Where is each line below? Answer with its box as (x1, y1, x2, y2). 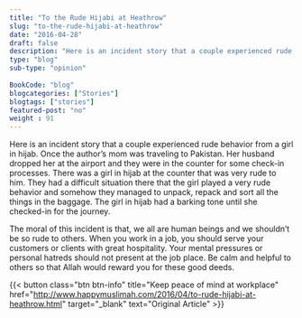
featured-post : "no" (9, 106, 87, 115)
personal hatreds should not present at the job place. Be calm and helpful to (9, 252, 291, 263)
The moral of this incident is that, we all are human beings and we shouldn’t (9, 223, 290, 235)
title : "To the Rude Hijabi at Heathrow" (9, 13, 168, 23)
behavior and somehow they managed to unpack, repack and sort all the (9, 187, 279, 198)
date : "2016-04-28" (9, 30, 83, 39)
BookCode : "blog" (9, 80, 75, 89)
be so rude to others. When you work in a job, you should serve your (9, 233, 264, 244)
